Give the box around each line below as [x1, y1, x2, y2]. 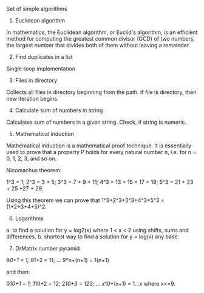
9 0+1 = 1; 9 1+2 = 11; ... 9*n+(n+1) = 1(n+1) [6, 257, 109, 263]
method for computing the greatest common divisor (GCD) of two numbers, [6, 35, 195, 42]
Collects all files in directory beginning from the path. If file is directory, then [6, 89, 197, 96]
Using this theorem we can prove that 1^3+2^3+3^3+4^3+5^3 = [6, 197, 165, 204]
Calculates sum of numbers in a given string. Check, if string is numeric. [6, 118, 187, 126]
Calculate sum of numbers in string [15, 107, 103, 114]
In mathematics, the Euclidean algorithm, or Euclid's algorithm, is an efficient [6, 29, 198, 36]
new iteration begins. [6, 95, 59, 102]
